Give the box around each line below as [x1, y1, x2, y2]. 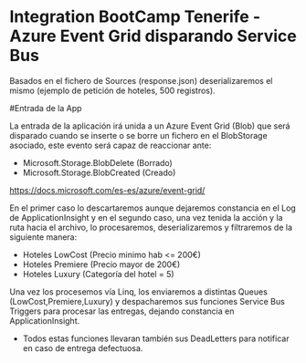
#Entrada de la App [9, 102, 82, 113]
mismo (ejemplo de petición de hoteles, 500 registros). [9, 85, 216, 96]
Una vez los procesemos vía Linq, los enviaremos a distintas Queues [9, 285, 268, 297]
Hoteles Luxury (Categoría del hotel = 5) [22, 268, 175, 279]
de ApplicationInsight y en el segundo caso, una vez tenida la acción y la [9, 212, 283, 223]
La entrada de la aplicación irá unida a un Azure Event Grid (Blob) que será [9, 120, 290, 131]
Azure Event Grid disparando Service [9, 26, 297, 47]
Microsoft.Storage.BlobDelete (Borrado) [22, 157, 174, 168]
